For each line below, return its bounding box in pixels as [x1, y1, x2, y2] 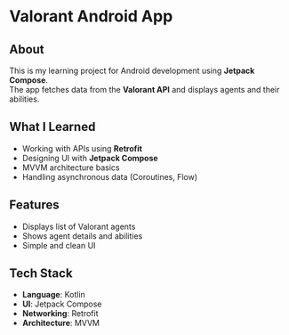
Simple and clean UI [21, 240, 96, 250]
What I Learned [9, 119, 96, 135]
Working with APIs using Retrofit [21, 143, 142, 153]
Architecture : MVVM [21, 318, 100, 329]
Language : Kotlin [21, 290, 86, 300]
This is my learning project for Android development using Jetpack [9, 65, 255, 76]
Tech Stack [9, 266, 73, 282]
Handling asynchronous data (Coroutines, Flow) [21, 171, 198, 182]
